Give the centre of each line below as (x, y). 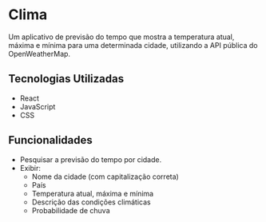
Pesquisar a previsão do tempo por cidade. (91, 159)
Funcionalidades (51, 140)
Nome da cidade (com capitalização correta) (105, 176)
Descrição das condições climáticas (91, 202)
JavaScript (38, 106)
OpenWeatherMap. (39, 54)
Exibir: (30, 168)
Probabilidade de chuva (71, 210)
